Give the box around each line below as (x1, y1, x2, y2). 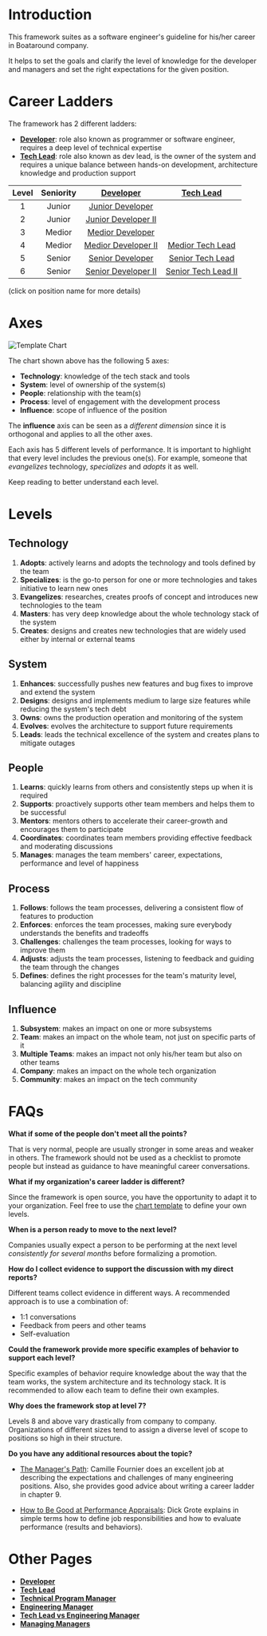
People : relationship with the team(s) (19, 388, 142, 398)
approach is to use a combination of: (8, 1297, 129, 1306)
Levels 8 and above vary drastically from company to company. (8, 1416, 217, 1426)
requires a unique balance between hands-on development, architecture (19, 160, 258, 169)
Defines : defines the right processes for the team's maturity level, (19, 971, 237, 980)
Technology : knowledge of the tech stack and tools (19, 371, 190, 381)
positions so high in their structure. (8, 1433, 123, 1443)
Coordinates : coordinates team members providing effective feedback (19, 833, 253, 843)
